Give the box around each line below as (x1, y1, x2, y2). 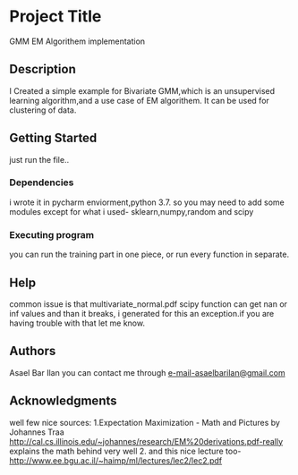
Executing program (9, 228, 95, 241)
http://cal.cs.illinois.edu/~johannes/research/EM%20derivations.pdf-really (9, 436, 284, 446)
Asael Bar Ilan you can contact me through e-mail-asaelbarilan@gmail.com (9, 367, 285, 377)
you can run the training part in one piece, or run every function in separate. (9, 249, 289, 260)
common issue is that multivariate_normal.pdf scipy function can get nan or (9, 298, 288, 310)
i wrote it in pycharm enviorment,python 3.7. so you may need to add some (9, 197, 285, 208)
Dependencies (9, 176, 74, 189)
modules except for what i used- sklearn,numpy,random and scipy (9, 206, 254, 216)
